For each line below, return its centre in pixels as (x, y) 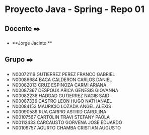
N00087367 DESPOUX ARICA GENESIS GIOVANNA (65, 90)
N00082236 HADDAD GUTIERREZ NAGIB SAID (61, 95)
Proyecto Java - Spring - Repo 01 (74, 9)
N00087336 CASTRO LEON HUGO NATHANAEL (62, 101)
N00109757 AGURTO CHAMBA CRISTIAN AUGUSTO (66, 127)
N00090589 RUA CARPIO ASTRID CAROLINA (59, 111)
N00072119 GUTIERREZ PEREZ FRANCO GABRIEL (63, 74)
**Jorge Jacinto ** (32, 43)
